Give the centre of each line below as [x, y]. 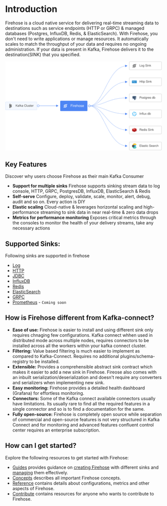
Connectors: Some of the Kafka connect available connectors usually [84, 398]
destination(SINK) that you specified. [43, 54]
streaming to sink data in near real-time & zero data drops [99, 213]
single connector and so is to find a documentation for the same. [79, 409]
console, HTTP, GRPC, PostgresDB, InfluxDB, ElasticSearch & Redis [81, 191]
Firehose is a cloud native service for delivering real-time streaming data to [82, 23]
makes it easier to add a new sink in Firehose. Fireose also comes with [84, 372]
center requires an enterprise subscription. [56, 430]
